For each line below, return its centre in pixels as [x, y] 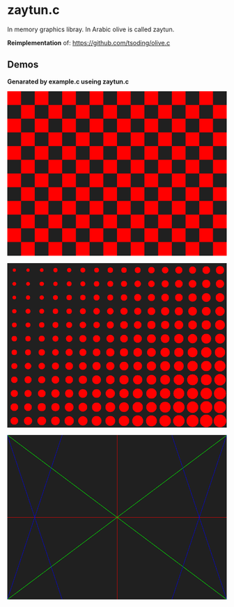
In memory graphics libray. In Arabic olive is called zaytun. [91, 29]
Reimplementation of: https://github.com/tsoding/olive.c [89, 42]
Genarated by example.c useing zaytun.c [68, 81]
